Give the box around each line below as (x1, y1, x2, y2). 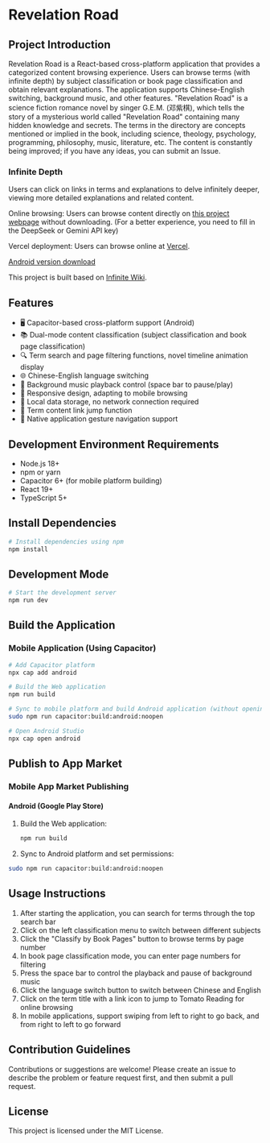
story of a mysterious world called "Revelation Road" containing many (8, 112, 240, 122)
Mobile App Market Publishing (8, 781, 129, 793)
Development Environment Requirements (8, 437, 219, 451)
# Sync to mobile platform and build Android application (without (8, 705, 239, 714)
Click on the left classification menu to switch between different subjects (19, 925, 261, 935)
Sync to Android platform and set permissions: (19, 849, 174, 859)
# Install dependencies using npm (8, 537, 125, 545)
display (19, 362, 44, 372)
